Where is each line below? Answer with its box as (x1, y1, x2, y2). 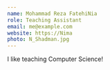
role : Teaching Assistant (7, 17, 82, 24)
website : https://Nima (7, 29, 73, 37)
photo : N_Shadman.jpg (7, 36, 70, 43)
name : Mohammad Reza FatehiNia (7, 10, 98, 17)
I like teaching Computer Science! (7, 55, 104, 63)
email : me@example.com (7, 23, 73, 30)
